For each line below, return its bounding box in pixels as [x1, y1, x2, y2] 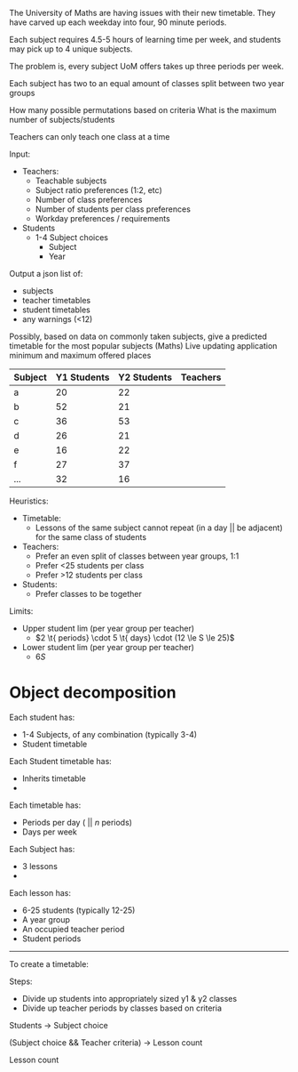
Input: [9, 149, 31, 159]
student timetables [21, 304, 90, 315]
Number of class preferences [35, 195, 143, 205]
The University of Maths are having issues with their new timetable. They [9, 8, 277, 18]
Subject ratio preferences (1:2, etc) [35, 185, 162, 195]
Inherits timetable [21, 773, 86, 784]
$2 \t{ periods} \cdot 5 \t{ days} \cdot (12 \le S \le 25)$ [35, 633, 235, 643]
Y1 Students [55, 371, 110, 383]
